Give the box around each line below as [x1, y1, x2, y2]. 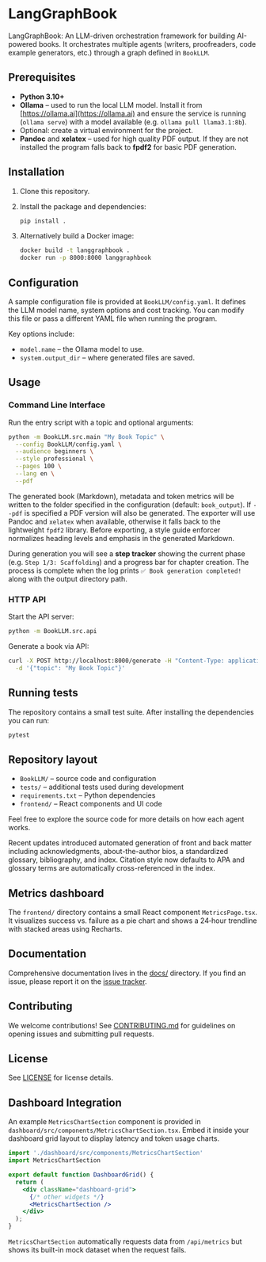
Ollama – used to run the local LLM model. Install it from [19, 100, 203, 109]
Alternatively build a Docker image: [19, 231, 135, 241]
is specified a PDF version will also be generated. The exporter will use [24, 508, 256, 517]
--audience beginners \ [15, 448, 93, 456]
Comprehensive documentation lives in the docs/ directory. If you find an [8, 968, 246, 978]
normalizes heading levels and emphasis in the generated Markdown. [8, 533, 235, 543]
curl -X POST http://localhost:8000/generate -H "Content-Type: [8, 657, 225, 665]
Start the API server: [8, 612, 74, 622]
